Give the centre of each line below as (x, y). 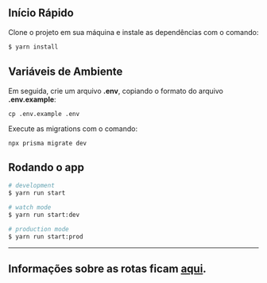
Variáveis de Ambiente (66, 72)
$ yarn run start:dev (44, 215)
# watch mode (30, 207)
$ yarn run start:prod (46, 236)
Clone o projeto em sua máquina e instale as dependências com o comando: (133, 32)
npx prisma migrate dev (48, 143)
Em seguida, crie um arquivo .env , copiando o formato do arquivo (116, 91)
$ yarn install (33, 47)
